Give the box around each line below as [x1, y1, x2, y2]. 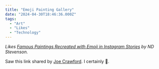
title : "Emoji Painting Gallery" [5, 7, 74, 12]
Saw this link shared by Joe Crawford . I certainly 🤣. [5, 59, 109, 64]
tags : [5, 16, 16, 21]
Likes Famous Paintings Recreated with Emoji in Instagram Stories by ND [5, 44, 155, 49]
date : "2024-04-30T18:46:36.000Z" [5, 12, 77, 17]
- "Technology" [9, 30, 41, 35]
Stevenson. [5, 49, 28, 55]
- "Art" [9, 21, 26, 26]
